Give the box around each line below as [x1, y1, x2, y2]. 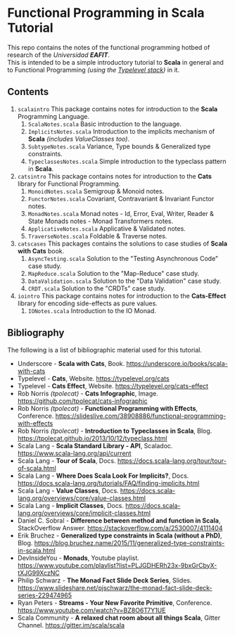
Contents [7, 86, 49, 98]
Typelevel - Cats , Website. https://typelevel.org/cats [17, 374, 170, 383]
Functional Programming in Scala [7, 5, 205, 21]
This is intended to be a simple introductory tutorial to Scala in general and [7, 58, 224, 66]
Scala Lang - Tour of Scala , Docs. [17, 456, 116, 465]
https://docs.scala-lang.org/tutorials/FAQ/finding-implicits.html [17, 478, 200, 487]
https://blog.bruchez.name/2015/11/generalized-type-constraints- [34, 538, 225, 547]
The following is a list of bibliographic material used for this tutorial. [7, 345, 203, 354]
